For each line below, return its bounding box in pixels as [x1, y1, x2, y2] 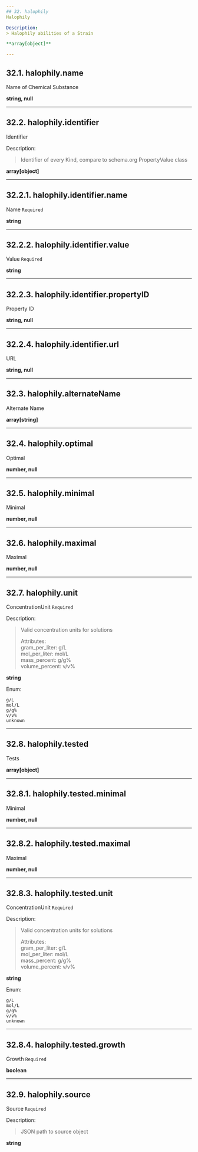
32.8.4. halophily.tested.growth [6, 1039, 126, 1050]
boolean [6, 1067, 27, 1074]
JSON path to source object [20, 1128, 88, 1135]
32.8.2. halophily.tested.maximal [6, 839, 131, 849]
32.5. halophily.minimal [6, 488, 94, 498]
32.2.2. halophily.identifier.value [6, 239, 130, 250]
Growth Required [6, 1055, 47, 1062]
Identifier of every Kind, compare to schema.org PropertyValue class [20, 156, 187, 163]
